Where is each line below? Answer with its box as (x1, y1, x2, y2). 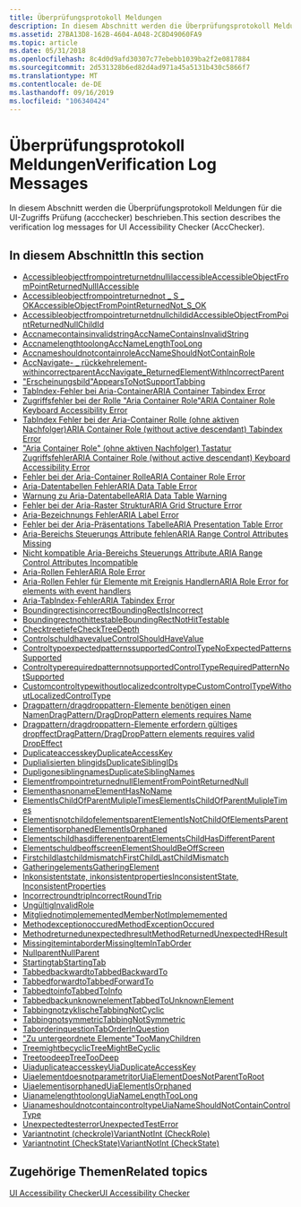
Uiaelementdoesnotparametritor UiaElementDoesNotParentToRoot (21, 1072, 265, 1082)
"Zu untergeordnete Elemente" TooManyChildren (21, 1033, 202, 1044)
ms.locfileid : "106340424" (9, 96, 110, 106)
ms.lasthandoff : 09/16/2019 (9, 88, 115, 97)
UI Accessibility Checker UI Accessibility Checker (9, 1187, 190, 1198)
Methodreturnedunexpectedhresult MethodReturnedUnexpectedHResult (21, 928, 288, 939)
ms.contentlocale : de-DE (9, 80, 102, 89)
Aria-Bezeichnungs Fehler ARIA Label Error (21, 510, 179, 521)
